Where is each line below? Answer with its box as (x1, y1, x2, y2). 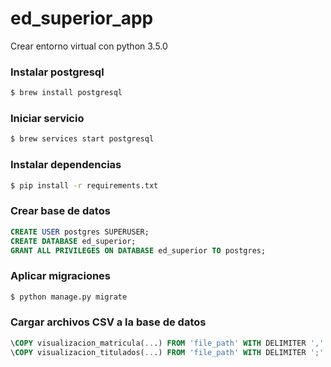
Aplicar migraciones (10, 269, 112, 283)
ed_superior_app (10, 7, 154, 30)
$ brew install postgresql (10, 88, 123, 98)
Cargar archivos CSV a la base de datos (10, 315, 207, 329)
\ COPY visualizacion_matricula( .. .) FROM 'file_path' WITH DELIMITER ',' (10, 338, 325, 348)
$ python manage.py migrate (10, 292, 128, 302)
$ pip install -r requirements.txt (10, 180, 159, 191)
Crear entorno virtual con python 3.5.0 (10, 40, 168, 52)
